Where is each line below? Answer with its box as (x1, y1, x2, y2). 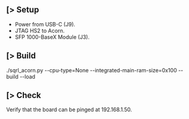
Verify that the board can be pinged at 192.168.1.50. (6, 106, 132, 113)
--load (20, 73, 36, 80)
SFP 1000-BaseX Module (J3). (14, 33, 90, 41)
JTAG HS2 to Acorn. (14, 27, 65, 34)
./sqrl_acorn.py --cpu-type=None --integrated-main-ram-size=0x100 (6, 66, 178, 74)
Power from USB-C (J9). (14, 20, 76, 28)
